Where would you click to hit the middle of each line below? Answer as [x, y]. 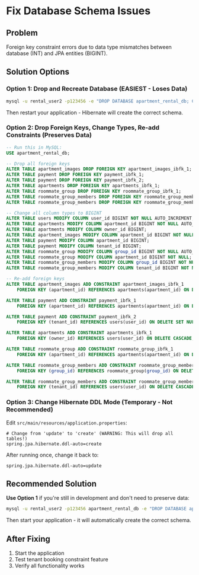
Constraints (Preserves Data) [49, 135]
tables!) [17, 439]
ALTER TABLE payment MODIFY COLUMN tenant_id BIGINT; [74, 246]
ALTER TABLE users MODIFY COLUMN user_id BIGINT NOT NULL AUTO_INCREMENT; [100, 218]
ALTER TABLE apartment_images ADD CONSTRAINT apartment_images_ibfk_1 [95, 285]
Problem [22, 33]
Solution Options [38, 72]
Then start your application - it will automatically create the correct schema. [99, 520]
